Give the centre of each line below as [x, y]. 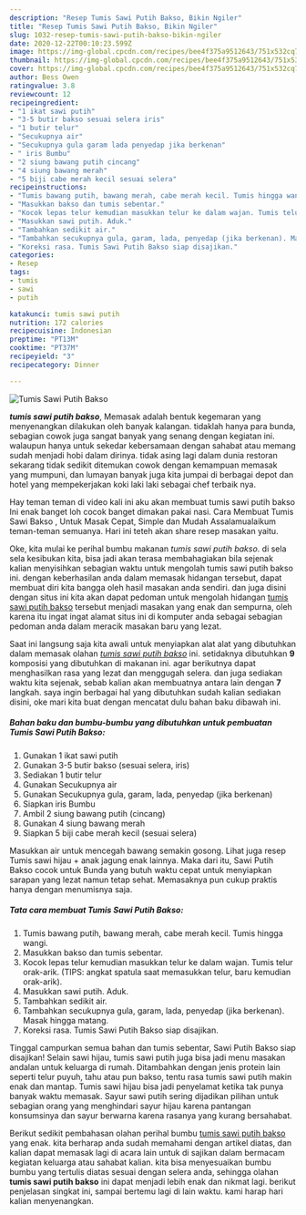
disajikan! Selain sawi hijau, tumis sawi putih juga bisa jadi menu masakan [148, 1057]
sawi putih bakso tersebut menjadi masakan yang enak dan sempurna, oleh [151, 606]
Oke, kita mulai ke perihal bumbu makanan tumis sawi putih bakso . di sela [148, 549]
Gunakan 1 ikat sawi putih [70, 755]
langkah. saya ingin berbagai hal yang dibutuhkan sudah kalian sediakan [145, 692]
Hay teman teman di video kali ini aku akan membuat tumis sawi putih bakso [153, 501]
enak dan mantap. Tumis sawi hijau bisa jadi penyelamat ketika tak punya [147, 1086]
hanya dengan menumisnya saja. [71, 889]
